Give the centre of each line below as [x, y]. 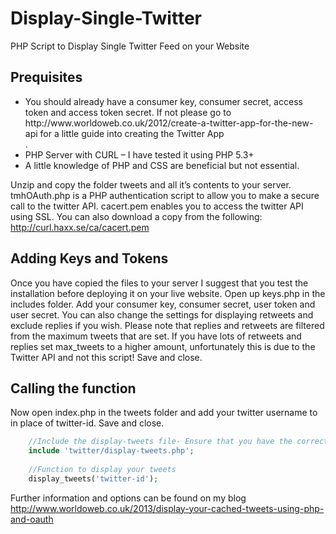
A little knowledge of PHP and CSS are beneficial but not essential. [162, 165]
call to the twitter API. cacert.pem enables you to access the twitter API [157, 206]
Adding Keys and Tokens [89, 258]
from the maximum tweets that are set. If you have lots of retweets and [156, 336]
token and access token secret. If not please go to [128, 112]
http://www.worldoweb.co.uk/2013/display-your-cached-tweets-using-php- [167, 508]
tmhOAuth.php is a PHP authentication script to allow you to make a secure [165, 195]
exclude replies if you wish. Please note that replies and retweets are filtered [167, 325]
